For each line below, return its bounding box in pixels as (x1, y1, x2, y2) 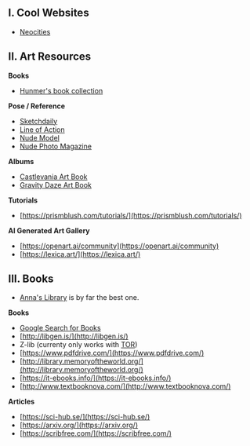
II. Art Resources (8, 50, 92, 64)
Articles (8, 397, 35, 407)
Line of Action (19, 125, 65, 134)
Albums (8, 156, 34, 166)
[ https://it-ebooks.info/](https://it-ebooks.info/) (19, 373, 172, 383)
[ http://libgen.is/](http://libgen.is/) (19, 331, 129, 341)
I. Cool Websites (8, 6, 89, 20)
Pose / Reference (8, 101, 65, 111)
